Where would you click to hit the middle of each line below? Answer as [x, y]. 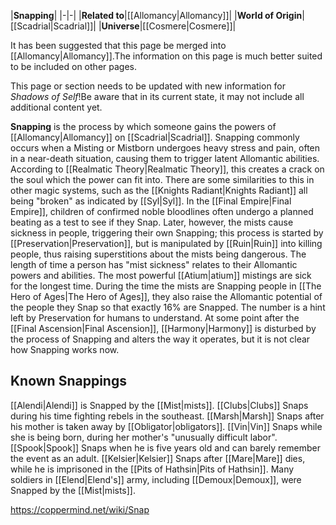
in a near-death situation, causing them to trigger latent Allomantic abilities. [165, 158]
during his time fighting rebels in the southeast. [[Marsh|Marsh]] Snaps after [167, 416]
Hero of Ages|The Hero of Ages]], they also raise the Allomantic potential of [166, 296]
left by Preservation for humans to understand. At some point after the [155, 318]
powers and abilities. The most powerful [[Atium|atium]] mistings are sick [161, 275]
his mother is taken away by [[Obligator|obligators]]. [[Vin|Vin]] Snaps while [166, 426]
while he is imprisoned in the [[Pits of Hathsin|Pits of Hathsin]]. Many [152, 469]
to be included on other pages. [73, 66]
